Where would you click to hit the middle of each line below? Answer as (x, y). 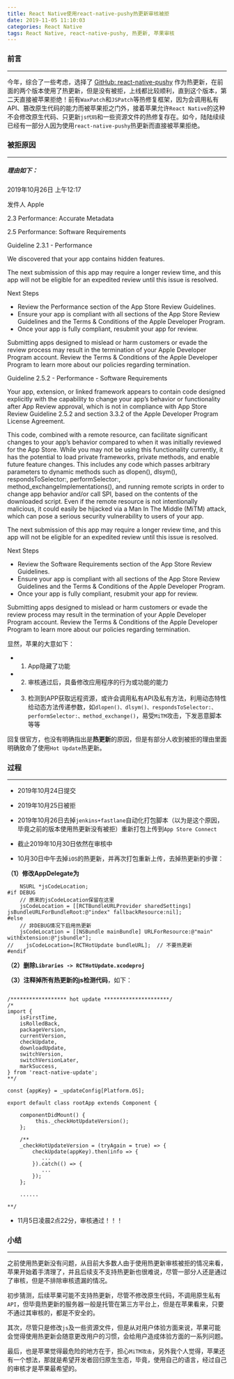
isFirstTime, (39, 1018)
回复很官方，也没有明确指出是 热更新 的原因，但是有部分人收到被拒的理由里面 (117, 739)
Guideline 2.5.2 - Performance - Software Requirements (87, 378)
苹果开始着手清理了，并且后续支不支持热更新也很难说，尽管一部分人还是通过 (117, 1272)
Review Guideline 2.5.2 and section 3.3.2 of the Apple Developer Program (113, 414)
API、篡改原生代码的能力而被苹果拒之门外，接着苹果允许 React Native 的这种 (116, 108)
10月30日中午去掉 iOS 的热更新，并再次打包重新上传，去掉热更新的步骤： (120, 858)
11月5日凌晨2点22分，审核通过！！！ (70, 1221)
